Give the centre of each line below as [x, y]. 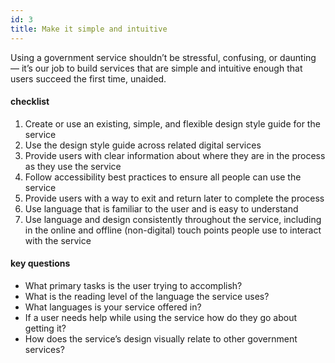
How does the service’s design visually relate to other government [161, 338]
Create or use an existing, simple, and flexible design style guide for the [172, 123]
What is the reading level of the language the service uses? [147, 296]
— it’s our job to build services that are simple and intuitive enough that [156, 68]
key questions [40, 263]
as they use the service [73, 166]
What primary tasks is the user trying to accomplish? [133, 285]
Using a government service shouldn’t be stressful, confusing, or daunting [163, 57]
